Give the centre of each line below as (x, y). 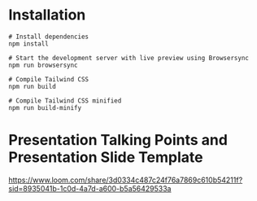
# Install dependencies (49, 37)
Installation (47, 15)
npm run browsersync (44, 65)
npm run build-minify (45, 107)
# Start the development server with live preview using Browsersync (129, 58)
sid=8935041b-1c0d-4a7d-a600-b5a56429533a (90, 188)
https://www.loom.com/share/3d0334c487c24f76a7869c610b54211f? (126, 180)
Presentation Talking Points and (118, 140)
